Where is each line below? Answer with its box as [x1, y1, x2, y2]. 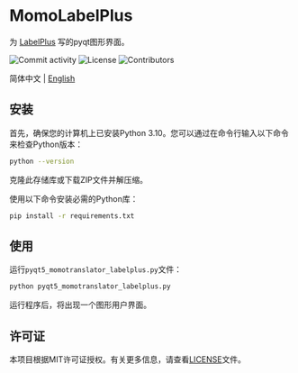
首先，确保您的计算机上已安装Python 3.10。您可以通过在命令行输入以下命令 [9, 127, 290, 138]
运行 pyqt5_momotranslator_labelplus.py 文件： [9, 264, 183, 275]
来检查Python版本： [9, 139, 84, 150]
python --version [9, 157, 75, 166]
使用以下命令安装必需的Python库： [9, 193, 139, 204]
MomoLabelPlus [9, 5, 133, 26]
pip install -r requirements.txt [9, 211, 135, 221]
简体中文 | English [9, 73, 76, 84]
